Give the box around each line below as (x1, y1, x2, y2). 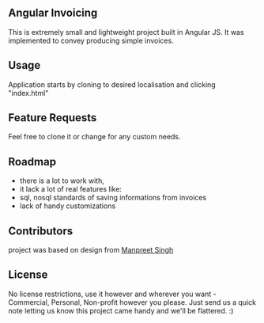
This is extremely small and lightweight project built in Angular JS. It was (8, 27, 244, 36)
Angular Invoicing (8, 6, 98, 20)
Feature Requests (8, 111, 97, 125)
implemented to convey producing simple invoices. (8, 36, 174, 45)
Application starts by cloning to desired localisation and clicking (8, 79, 216, 89)
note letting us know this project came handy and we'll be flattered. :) (8, 306, 234, 315)
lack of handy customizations (19, 201, 116, 211)
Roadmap (8, 154, 57, 169)
